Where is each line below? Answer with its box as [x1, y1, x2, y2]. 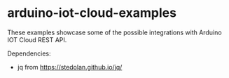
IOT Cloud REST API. [7, 35, 67, 44]
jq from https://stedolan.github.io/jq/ [17, 63, 123, 71]
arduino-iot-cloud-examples [7, 5, 177, 21]
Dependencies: [7, 49, 51, 58]
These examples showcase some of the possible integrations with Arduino [7, 28, 222, 37]
